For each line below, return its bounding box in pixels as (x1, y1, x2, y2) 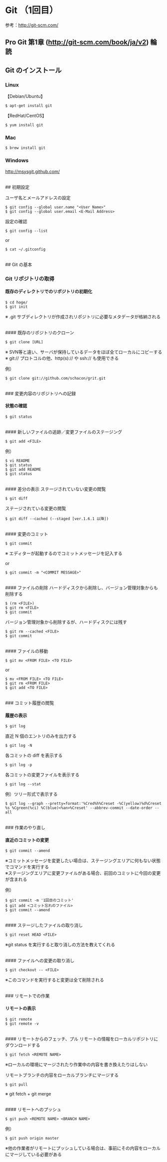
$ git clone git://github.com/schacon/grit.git (5, 376, 106, 381)
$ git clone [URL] (5, 339, 43, 345)
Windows (5, 157, 29, 164)
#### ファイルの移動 (5, 648, 48, 654)
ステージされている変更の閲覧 (5, 505, 66, 511)
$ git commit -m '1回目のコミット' (5, 898, 74, 903)
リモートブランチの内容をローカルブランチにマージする (5, 1072, 119, 1078)
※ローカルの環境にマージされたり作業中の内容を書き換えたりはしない (5, 1061, 148, 1067)
